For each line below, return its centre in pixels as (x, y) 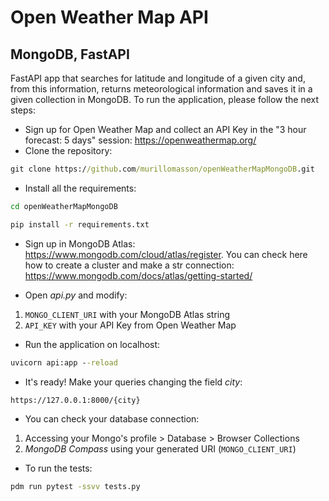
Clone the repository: (68, 150)
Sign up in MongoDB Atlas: (80, 243)
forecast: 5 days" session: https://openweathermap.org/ (140, 140)
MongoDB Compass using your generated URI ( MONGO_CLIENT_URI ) (160, 449)
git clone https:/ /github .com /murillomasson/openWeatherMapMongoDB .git (162, 169)
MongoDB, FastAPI (70, 54)
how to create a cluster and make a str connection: (129, 265)
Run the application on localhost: (92, 344)
